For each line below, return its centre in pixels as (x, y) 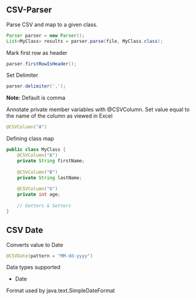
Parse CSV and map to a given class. (52, 24)
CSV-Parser (29, 10)
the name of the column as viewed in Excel (59, 116)
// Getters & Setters (44, 206)
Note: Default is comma (36, 98)
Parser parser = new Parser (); (46, 36)
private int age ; (39, 195)
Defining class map (30, 139)
